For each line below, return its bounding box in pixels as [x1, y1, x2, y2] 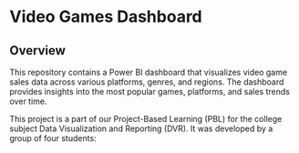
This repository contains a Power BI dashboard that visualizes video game [9, 66, 288, 77]
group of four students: [9, 133, 98, 143]
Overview [9, 43, 67, 58]
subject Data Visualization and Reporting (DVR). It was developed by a [9, 123, 273, 134]
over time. [9, 96, 47, 107]
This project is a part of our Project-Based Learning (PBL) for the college [9, 114, 283, 124]
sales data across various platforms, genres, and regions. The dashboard [9, 76, 284, 87]
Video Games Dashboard [9, 6, 202, 27]
